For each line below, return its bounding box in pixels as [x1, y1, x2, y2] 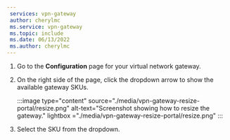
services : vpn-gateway [9, 10, 77, 17]
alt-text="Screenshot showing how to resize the [70, 104, 210, 112]
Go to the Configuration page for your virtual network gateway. [16, 62, 201, 70]
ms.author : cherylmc [9, 43, 70, 50]
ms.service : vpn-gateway [9, 23, 82, 30]
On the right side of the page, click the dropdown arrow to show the [16, 76, 214, 84]
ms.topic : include [9, 29, 64, 37]
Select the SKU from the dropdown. [16, 125, 120, 133]
